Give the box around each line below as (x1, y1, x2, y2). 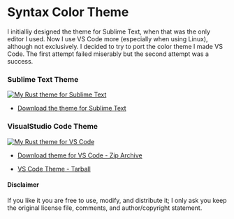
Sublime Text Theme (7, 74, 79, 84)
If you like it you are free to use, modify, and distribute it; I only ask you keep (7, 196, 227, 204)
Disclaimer (7, 181, 40, 189)
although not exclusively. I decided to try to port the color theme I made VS (7, 42, 224, 50)
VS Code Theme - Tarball (17, 164, 91, 173)
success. (7, 57, 34, 65)
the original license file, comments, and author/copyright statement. (7, 204, 203, 212)
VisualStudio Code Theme (7, 122, 98, 132)
